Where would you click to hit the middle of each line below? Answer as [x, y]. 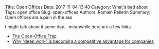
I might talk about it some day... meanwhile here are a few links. [69, 27]
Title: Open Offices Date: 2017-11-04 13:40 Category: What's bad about [77, 7]
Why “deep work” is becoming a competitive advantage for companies [83, 41]
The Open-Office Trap [34, 36]
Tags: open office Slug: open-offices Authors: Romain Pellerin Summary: [78, 12]
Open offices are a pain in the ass [39, 17]
